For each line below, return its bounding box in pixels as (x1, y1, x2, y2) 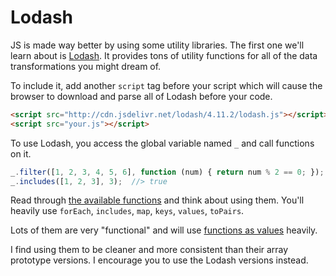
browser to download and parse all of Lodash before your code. (10, 90, 273, 102)
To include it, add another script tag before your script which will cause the (10, 79, 323, 91)
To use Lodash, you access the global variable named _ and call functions (10, 137, 315, 149)
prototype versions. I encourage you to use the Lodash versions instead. (10, 254, 309, 266)
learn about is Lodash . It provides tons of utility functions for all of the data (10, 49, 318, 61)
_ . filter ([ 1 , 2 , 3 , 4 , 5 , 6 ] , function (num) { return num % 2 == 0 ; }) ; (10, 167, 325, 177)
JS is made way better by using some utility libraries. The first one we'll (10, 39, 305, 51)
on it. (10, 147, 32, 160)
